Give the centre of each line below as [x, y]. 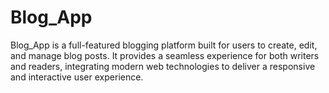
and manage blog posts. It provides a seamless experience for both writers [165, 55]
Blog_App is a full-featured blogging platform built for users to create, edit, [164, 45]
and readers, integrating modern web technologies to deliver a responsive [163, 66]
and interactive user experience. [77, 77]
